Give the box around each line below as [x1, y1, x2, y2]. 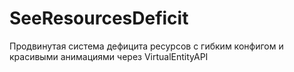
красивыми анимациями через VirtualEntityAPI [9, 50, 209, 62]
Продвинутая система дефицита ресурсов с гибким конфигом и [9, 40, 284, 52]
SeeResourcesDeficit [9, 7, 189, 30]
